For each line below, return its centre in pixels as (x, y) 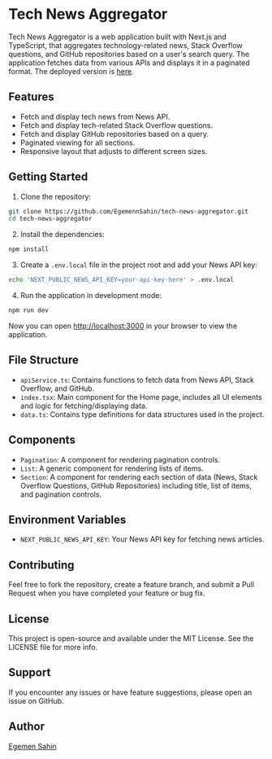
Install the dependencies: (63, 235)
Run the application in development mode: (91, 296)
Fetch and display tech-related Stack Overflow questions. (117, 125)
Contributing (41, 565)
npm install (28, 249)
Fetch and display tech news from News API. (95, 116)
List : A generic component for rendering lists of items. (112, 468)
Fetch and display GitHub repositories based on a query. (114, 134)
